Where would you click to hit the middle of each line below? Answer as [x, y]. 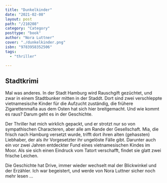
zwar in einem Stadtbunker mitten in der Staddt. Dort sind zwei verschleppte [84, 98]
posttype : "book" [23, 33]
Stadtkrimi [22, 81]
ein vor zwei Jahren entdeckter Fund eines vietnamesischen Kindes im [78, 145]
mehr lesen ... [19, 176]
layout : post [19, 19]
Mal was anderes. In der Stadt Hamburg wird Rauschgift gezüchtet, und [79, 93]
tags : [11, 51]
